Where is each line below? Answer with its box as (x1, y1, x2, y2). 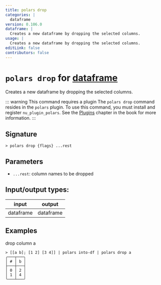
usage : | (5, 36, 24, 41)
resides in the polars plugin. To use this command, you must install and (5, 104, 155, 110)
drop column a (5, 240, 36, 246)
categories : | (5, 12, 36, 17)
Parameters (5, 157, 43, 166)
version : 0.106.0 (5, 21, 42, 27)
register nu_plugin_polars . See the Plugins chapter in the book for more (5, 110, 156, 116)
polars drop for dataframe (5, 72, 118, 84)
